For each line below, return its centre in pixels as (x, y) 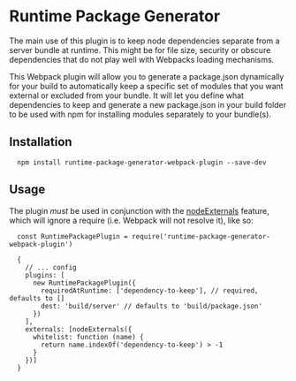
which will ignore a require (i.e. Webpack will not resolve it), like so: (131, 220)
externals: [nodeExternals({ (79, 329)
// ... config (51, 267)
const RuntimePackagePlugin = (72, 236)
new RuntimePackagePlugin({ (84, 283)
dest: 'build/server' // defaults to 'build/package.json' (152, 306)
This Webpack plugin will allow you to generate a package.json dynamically (147, 76)
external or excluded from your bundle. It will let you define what (127, 95)
